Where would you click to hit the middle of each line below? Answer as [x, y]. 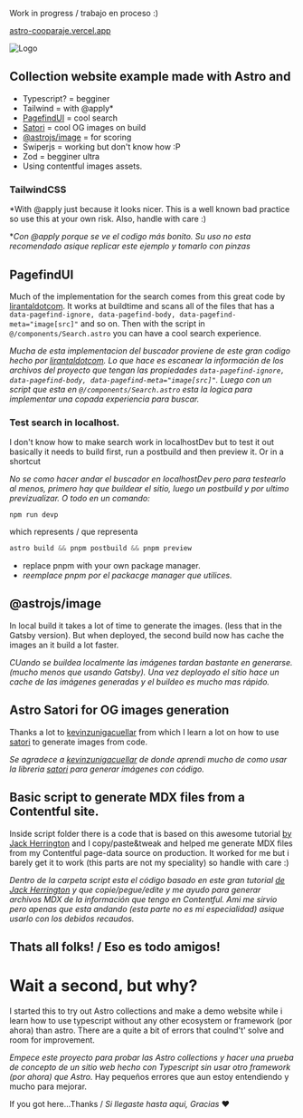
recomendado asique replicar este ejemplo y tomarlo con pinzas [130, 246]
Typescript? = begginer [66, 98]
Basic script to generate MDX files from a [128, 797]
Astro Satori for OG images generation [119, 710]
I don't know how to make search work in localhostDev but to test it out [142, 442]
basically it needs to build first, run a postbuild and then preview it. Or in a [147, 452]
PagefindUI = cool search [70, 118]
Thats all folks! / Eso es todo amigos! [115, 947]
